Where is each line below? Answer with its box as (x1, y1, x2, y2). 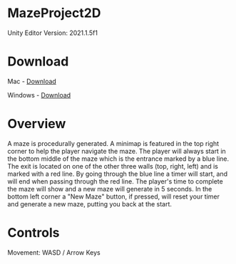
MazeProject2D (7, 5, 101, 21)
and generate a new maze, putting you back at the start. (7, 199, 173, 208)
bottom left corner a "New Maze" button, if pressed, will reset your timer (7, 192, 220, 201)
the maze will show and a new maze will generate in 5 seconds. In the (7, 184, 212, 193)
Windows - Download (7, 90, 71, 99)
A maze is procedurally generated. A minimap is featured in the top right (7, 139, 220, 147)
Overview (7, 116, 66, 132)
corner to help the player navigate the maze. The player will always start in (7, 147, 226, 155)
